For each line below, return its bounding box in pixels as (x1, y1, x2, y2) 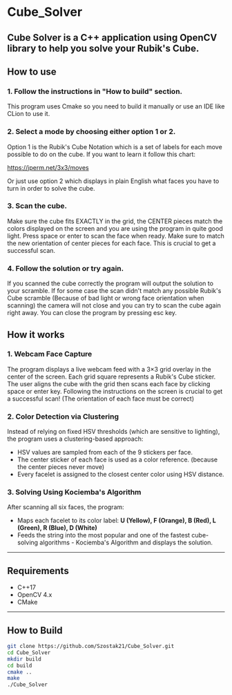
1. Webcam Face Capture (7, 350, 93, 359)
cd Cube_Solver (7, 649, 51, 656)
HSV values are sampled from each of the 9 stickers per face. (17, 448, 193, 457)
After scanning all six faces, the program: (7, 503, 124, 511)
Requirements (7, 564, 69, 577)
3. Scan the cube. (7, 201, 68, 211)
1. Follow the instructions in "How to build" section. (7, 86, 183, 96)
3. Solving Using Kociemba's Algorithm (7, 488, 142, 497)
